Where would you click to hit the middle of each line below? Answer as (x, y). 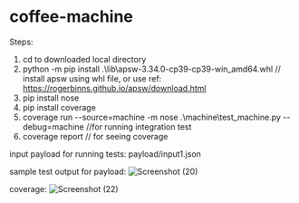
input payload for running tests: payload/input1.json (106, 154)
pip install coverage (59, 107)
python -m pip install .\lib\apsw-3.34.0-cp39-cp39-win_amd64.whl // (151, 69)
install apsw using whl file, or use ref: (92, 78)
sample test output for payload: (68, 171)
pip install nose (51, 98)
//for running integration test (139, 126)
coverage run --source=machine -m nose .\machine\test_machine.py (151, 117)
